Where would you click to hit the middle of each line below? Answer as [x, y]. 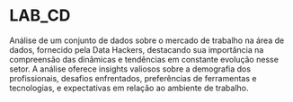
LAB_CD [40, 16]
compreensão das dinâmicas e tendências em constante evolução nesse [144, 59]
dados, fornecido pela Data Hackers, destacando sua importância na [137, 49]
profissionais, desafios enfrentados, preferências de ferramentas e [133, 78]
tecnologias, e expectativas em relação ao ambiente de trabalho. [129, 88]
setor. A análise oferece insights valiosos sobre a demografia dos [130, 69]
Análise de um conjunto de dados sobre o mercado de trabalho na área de [147, 40]
